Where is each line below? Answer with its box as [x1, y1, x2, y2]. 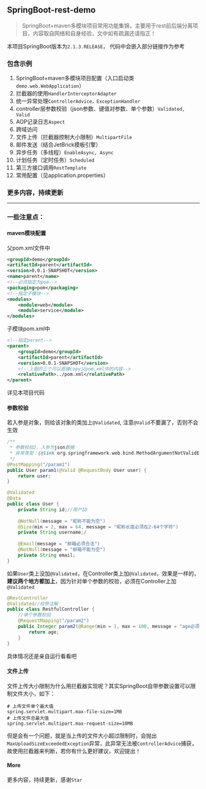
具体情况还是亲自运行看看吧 [7, 652, 77, 660]
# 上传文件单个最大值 [7, 703, 54, 709]
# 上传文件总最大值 [7, 715, 50, 721]
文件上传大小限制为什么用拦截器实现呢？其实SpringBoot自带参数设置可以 [7, 682, 191, 689]
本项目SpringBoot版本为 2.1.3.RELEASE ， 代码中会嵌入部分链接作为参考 [7, 42, 185, 50]
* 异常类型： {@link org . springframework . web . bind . [9, 450, 137, 457]
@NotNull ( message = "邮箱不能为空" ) [18, 547, 106, 553]
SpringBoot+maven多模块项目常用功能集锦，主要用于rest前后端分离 [21, 21, 193, 29]
